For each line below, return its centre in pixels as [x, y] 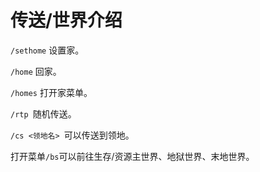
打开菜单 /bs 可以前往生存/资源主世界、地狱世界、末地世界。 [132, 156]
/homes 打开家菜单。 [51, 92]
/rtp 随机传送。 [43, 113]
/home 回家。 [36, 71]
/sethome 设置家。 [47, 50]
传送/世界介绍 [66, 20]
